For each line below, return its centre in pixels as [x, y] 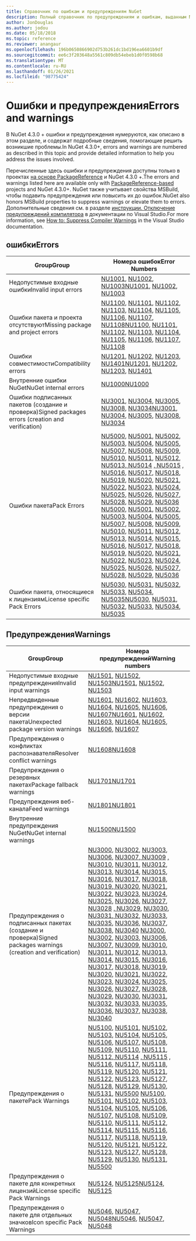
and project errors [34, 332]
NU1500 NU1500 [112, 829]
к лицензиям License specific [49, 599]
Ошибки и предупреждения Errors [93, 106]
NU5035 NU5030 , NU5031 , [139, 599]
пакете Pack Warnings [39, 1101]
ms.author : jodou [27, 28]
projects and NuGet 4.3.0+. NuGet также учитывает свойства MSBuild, [93, 189]
